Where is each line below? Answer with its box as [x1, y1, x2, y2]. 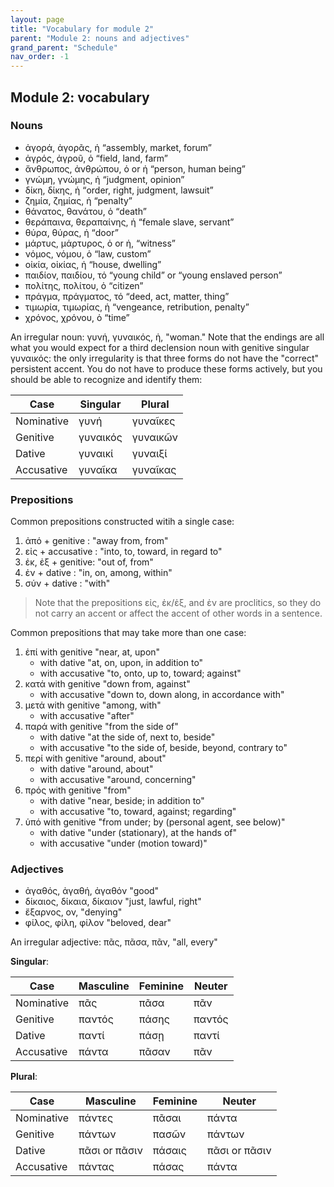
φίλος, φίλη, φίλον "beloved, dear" [24, 917, 172, 929]
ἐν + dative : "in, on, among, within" [24, 567, 173, 579]
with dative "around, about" [39, 763, 154, 775]
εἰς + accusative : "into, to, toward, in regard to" [24, 546, 223, 558]
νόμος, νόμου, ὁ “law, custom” [24, 247, 152, 260]
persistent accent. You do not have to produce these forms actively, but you [10, 362, 323, 375]
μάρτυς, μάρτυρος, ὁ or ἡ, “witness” [24, 237, 176, 249]
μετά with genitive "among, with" [24, 699, 162, 711]
